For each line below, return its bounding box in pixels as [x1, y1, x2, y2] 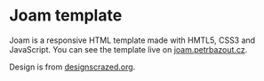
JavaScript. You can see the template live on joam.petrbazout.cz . [9, 44, 248, 54]
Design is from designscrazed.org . [9, 61, 136, 72]
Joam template [9, 5, 123, 26]
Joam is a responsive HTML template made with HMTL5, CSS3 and [9, 35, 256, 45]
